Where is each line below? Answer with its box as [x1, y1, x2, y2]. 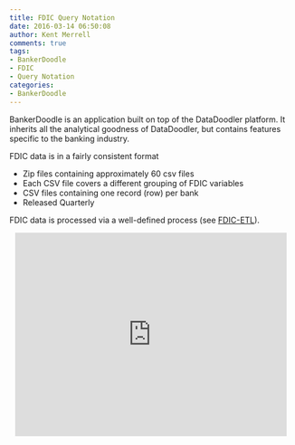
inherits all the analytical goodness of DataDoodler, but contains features [9, 123, 281, 134]
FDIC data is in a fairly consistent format [9, 150, 159, 161]
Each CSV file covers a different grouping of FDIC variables [22, 177, 244, 188]
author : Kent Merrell [9, 30, 91, 39]
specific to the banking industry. [9, 133, 129, 144]
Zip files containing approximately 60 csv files [22, 168, 195, 179]
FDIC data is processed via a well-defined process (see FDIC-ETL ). [9, 214, 261, 225]
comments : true [9, 38, 67, 48]
